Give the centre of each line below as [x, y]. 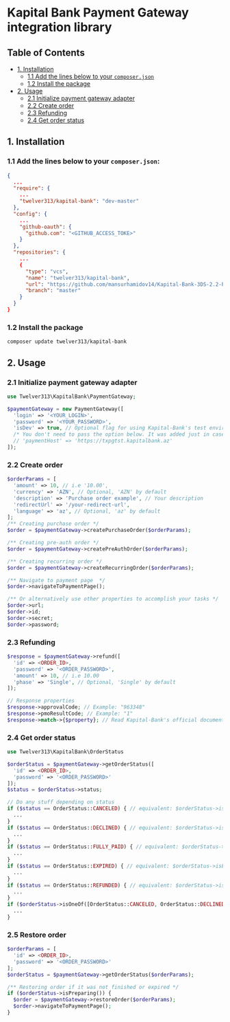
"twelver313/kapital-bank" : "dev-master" [79, 201]
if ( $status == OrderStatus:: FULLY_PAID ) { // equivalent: [93, 847]
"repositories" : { [40, 252]
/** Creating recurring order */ [55, 562]
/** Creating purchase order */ [53, 524]
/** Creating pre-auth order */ [53, 543]
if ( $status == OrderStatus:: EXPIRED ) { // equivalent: [88, 866]
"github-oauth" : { [46, 227]
